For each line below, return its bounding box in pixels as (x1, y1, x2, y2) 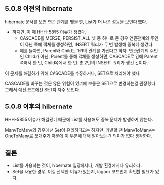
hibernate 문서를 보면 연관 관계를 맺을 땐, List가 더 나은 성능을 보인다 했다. (5, 19, 148, 25)
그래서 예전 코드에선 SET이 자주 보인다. (5, 86, 80, 92)
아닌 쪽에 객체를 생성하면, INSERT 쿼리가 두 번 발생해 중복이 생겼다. (25, 41, 154, 47)
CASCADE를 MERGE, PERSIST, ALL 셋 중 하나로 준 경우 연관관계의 (19, 35, 150, 41)
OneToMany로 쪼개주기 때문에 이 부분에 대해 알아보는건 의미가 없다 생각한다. (5, 133, 152, 139)
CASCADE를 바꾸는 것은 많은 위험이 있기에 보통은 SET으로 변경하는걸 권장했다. (5, 80, 157, 86)
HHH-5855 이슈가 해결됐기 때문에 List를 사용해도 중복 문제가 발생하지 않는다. (5, 116, 153, 122)
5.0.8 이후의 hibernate (5, 103, 73, 111)
